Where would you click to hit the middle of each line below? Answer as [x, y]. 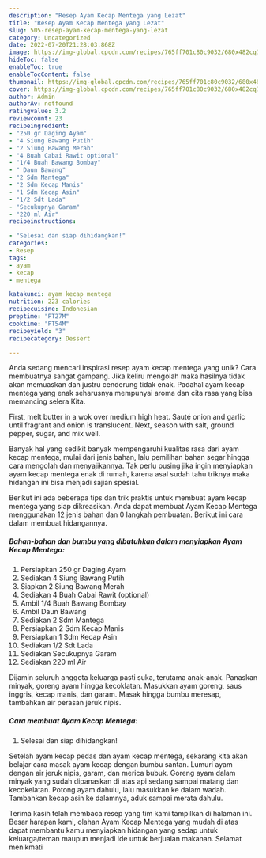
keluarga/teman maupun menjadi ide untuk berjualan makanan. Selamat [126, 839]
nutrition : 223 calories [50, 302]
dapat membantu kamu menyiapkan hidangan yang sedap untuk [113, 830]
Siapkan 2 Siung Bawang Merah [72, 587]
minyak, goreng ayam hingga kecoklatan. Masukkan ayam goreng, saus [126, 686]
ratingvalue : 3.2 [37, 112]
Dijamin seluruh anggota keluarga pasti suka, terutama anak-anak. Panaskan [133, 678]
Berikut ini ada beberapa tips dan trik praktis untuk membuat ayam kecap [128, 498]
